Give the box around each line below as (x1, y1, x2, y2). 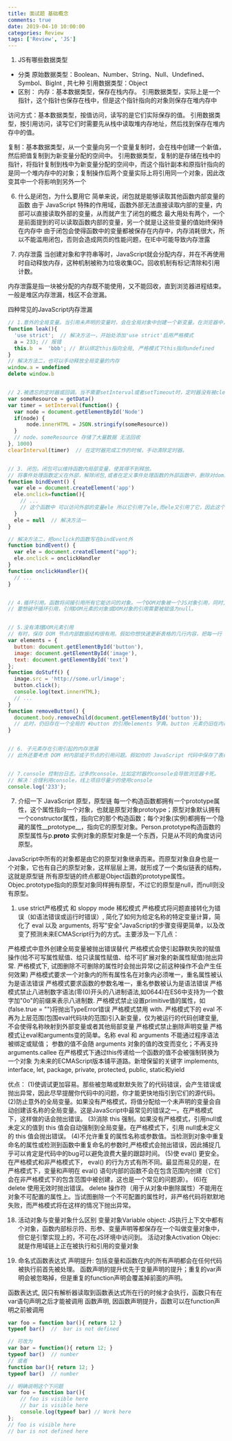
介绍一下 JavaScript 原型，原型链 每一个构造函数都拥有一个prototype (17, 796, 214, 805)
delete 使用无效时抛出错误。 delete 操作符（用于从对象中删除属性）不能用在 (8, 1183, 223, 1192)
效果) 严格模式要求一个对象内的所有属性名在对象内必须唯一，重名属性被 (13, 970, 218, 979)
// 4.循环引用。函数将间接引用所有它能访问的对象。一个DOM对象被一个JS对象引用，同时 (8, 599, 223, 606)
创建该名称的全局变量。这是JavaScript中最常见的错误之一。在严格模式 (13, 1106, 213, 1114)
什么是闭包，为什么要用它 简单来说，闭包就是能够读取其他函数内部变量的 (17, 192, 225, 200)
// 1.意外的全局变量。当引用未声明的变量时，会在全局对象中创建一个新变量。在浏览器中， (8, 319, 229, 326)
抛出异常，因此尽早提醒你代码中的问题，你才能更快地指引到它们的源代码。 (8, 1089, 219, 1097)
